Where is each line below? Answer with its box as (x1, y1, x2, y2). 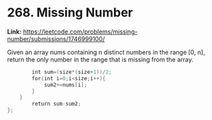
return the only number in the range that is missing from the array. (7, 55, 193, 63)
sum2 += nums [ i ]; (43, 81, 88, 88)
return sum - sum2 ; (32, 101, 81, 108)
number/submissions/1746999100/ (7, 34, 105, 43)
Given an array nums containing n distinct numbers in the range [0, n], (7, 48, 206, 56)
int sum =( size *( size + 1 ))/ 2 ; (32, 69, 112, 75)
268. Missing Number (7, 5, 134, 21)
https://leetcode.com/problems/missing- (23, 27, 138, 36)
